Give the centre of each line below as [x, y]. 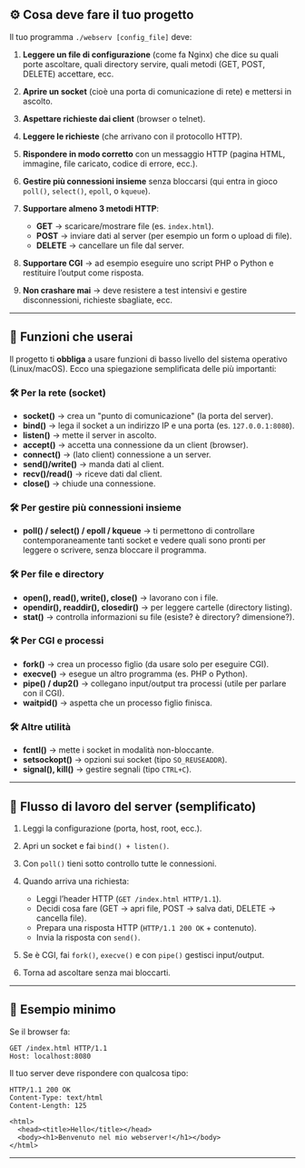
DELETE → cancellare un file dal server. [110, 245]
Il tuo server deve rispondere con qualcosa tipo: [99, 1073]
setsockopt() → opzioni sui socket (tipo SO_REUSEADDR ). [125, 760]
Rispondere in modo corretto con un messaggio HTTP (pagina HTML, [154, 154]
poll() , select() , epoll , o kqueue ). [87, 191]
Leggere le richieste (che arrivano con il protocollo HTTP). [133, 136]
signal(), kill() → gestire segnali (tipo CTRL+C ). [107, 769]
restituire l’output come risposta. [83, 273]
